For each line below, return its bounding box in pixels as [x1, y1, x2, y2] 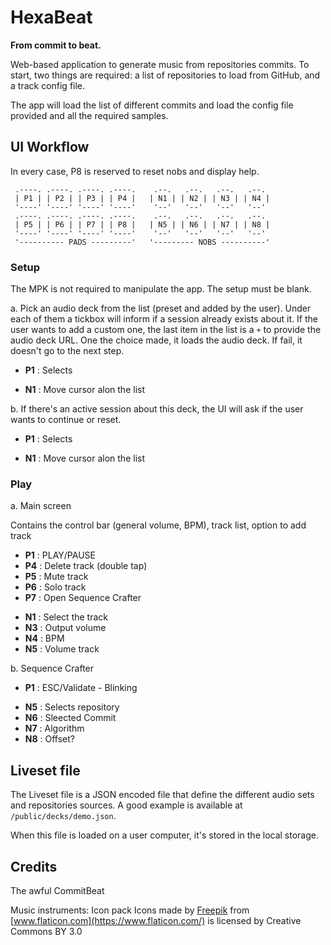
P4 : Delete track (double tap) [24, 560, 148, 572]
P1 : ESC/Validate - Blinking [24, 682, 138, 694]
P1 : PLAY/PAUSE [24, 549, 96, 561]
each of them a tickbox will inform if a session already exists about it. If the [10, 313, 318, 325]
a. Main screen [10, 500, 72, 512]
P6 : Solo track [24, 581, 87, 593]
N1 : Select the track [24, 611, 108, 623]
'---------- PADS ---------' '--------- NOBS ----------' [14, 237, 271, 247]
